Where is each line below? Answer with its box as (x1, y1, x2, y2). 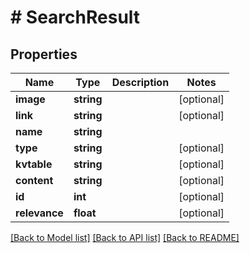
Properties (10, 46, 78, 63)
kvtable (15, 157, 53, 171)
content (15, 174, 54, 187)
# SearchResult (10, 6, 141, 29)
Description (111, 76, 170, 89)
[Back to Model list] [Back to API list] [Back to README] (10, 232, 240, 243)
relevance (15, 206, 64, 220)
